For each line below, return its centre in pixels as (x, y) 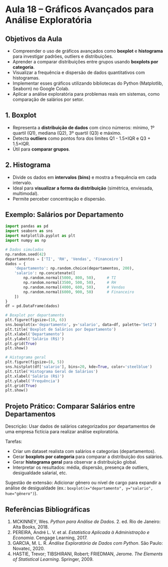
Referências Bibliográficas (48, 509)
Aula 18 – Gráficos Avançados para (79, 9)
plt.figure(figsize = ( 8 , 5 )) (35, 362)
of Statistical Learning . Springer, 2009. (53, 559)
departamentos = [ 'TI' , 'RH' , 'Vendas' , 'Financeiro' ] (64, 259)
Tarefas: (14, 441)
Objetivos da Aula (34, 39)
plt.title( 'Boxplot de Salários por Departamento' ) (61, 329)
